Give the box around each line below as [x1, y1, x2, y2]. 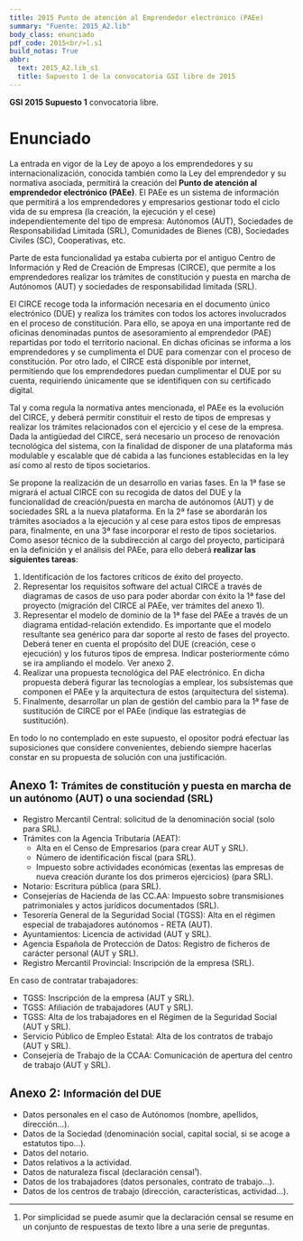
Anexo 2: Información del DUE [9, 1085, 162, 1100]
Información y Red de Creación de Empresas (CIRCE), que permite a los [9, 262, 277, 272]
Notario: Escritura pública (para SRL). [22, 880, 161, 891]
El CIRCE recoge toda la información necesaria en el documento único [9, 299, 271, 309]
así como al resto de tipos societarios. [9, 459, 151, 470]
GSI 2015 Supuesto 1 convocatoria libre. [9, 97, 160, 107]
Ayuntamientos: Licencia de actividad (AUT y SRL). [22, 928, 212, 939]
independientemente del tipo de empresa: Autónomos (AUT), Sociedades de [9, 216, 294, 226]
